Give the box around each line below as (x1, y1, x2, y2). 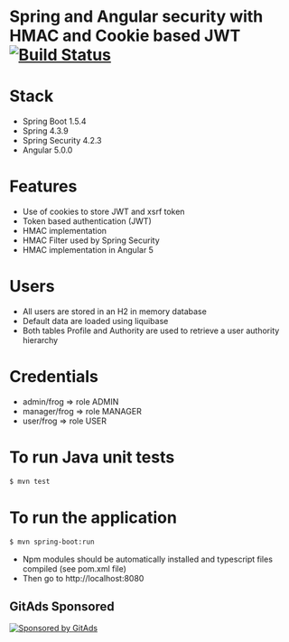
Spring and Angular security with (9, 6, 264, 27)
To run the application (9, 507, 178, 527)
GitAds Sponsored (9, 599, 115, 614)
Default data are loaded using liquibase (22, 316, 169, 326)
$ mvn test (9, 477, 51, 486)
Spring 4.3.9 (22, 126, 70, 136)
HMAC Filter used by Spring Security (22, 235, 160, 246)
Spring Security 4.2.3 (22, 135, 102, 146)
